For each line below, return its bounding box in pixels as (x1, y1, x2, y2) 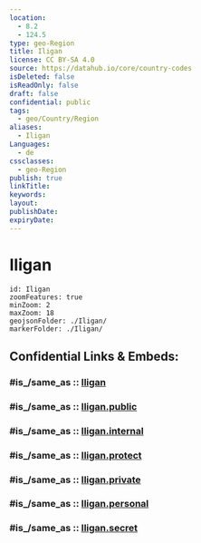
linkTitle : (9, 182, 51, 191)
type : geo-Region (9, 38, 75, 48)
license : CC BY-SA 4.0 (9, 55, 95, 64)
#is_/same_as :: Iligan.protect (9, 449, 142, 461)
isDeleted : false (9, 73, 75, 82)
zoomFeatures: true (9, 292, 83, 302)
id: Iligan (9, 285, 51, 294)
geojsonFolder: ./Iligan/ (9, 316, 107, 325)
